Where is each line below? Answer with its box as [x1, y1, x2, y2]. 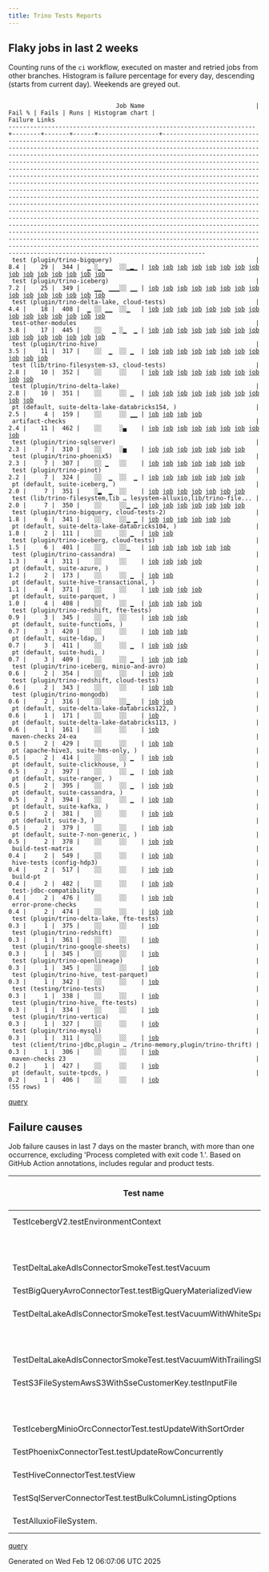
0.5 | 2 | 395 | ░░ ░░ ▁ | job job [8, 782, 174, 790]
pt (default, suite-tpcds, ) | [11, 1069, 260, 1077]
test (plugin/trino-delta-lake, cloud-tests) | [11, 298, 260, 307]
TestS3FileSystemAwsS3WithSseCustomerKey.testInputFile [12, 1377, 238, 1389]
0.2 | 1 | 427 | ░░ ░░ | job [8, 1062, 159, 1070]
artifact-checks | [11, 417, 260, 425]
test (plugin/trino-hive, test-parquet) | [11, 971, 260, 979]
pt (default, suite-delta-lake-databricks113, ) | [11, 718, 260, 727]
